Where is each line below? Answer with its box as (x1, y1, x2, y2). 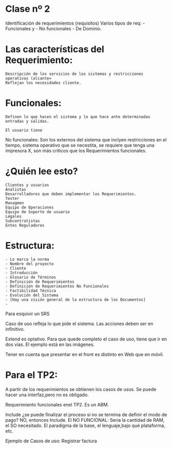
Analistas (5, 187, 27, 192)
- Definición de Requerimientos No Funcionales (5, 283, 109, 289)
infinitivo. (5, 326, 25, 332)
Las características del (5, 44, 104, 55)
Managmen (5, 200, 24, 206)
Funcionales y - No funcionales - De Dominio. (5, 25, 102, 31)
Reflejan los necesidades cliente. (5, 80, 82, 85)
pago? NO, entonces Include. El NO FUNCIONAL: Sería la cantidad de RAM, (5, 417, 165, 423)
